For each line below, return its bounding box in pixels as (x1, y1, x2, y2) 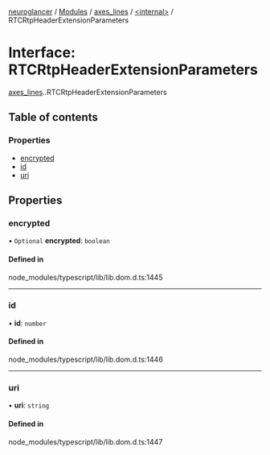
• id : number (8, 318, 47, 328)
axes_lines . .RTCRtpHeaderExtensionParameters (8, 87, 167, 97)
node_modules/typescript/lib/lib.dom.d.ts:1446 (8, 354, 163, 365)
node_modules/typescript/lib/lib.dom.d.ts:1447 (8, 436, 163, 446)
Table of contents (8, 110, 98, 124)
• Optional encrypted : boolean (8, 236, 110, 246)
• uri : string (8, 400, 50, 410)
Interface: (8, 43, 76, 62)
